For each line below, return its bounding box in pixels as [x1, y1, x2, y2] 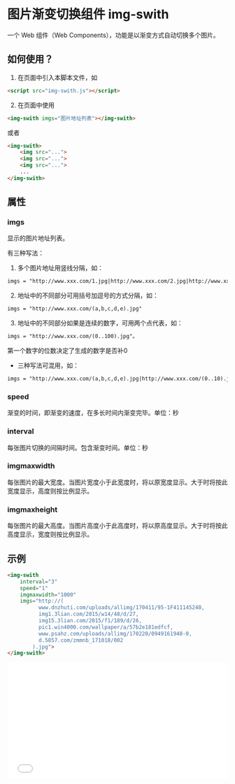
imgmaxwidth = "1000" [20, 591, 77, 598]
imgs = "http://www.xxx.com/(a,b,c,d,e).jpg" [7, 305, 142, 312]
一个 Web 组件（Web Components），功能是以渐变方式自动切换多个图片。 [7, 31, 220, 39]
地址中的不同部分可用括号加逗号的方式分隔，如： [17, 291, 159, 300]
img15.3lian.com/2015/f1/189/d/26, [38, 617, 142, 624]
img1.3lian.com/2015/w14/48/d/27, [38, 610, 139, 618]
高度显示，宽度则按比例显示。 [7, 530, 93, 539]
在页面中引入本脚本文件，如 [17, 73, 98, 81]
